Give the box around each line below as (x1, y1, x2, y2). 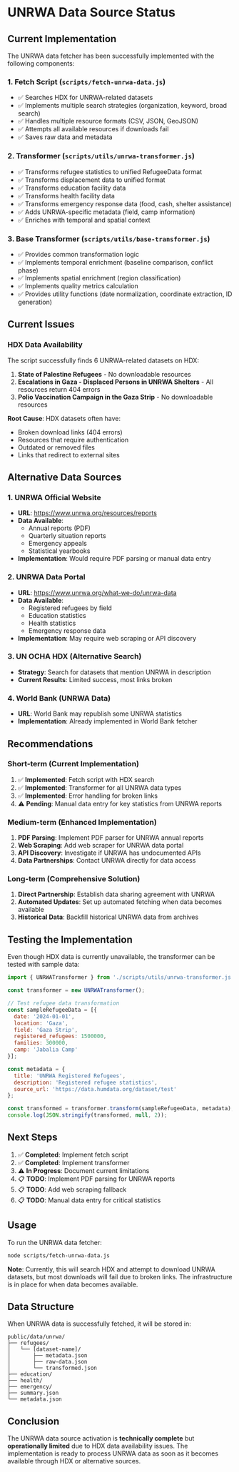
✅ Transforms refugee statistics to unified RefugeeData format (17, 167, 202, 176)
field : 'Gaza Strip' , (14, 1026, 78, 1033)
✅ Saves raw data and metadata (17, 133, 113, 141)
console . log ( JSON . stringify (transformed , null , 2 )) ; (7, 1112, 168, 1119)
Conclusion (7, 1415, 60, 1427)
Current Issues (7, 318, 75, 330)
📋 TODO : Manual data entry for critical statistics (17, 1196, 161, 1204)
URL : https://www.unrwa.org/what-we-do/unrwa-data (17, 588, 177, 597)
